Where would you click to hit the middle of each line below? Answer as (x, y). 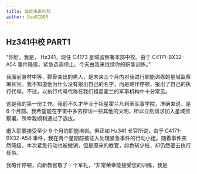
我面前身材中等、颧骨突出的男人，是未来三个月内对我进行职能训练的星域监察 (98, 77)
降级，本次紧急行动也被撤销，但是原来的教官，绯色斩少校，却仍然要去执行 (101, 145)
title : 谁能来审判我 (28, 11)
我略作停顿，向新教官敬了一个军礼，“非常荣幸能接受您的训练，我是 (87, 165)
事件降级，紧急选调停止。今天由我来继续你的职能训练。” (84, 64)
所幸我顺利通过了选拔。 (50, 119)
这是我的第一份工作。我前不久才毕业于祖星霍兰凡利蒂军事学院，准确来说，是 (98, 104)
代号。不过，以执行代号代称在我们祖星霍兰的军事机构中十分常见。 (91, 92)
